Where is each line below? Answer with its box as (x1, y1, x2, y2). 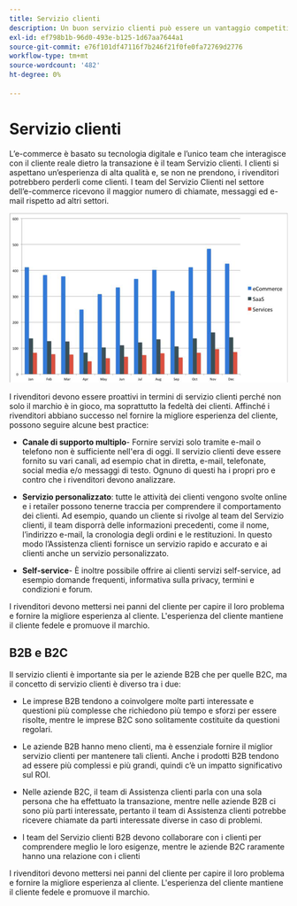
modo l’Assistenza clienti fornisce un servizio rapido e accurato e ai (21, 538, 268, 549)
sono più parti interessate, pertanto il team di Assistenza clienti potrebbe (21, 805, 287, 816)
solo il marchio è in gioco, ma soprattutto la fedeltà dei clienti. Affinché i (9, 400, 270, 411)
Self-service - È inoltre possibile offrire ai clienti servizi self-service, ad (21, 565, 281, 576)
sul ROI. (21, 769, 51, 779)
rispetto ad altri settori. (26, 195, 110, 205)
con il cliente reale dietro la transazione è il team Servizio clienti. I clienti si (9, 158, 279, 168)
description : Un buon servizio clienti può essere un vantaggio (9, 23, 251, 33)
